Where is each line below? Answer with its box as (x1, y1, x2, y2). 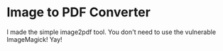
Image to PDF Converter (6, 4, 151, 21)
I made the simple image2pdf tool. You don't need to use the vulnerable (6, 28, 217, 36)
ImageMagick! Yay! (6, 35, 62, 43)
